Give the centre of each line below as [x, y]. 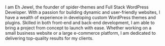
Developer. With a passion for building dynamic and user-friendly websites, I [83, 12]
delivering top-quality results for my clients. [49, 38]
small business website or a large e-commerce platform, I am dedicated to [81, 33]
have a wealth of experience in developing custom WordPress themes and [81, 17]
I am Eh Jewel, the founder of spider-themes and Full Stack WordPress [77, 7]
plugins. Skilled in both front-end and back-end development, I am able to [80, 23]
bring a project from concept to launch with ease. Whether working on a [78, 28]
